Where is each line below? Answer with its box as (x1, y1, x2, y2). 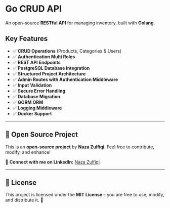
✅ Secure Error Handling (12, 88, 66, 94)
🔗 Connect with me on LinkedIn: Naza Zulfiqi (5, 159, 100, 165)
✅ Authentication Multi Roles (12, 54, 75, 60)
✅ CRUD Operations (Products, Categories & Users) (12, 48, 122, 54)
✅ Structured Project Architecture (12, 70, 86, 76)
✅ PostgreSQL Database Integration (12, 65, 90, 71)
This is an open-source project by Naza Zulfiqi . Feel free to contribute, (5, 144, 154, 150)
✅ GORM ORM (12, 99, 44, 105)
